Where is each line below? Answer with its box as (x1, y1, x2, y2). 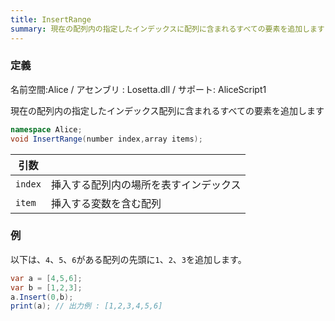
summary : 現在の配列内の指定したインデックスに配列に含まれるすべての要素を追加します (10, 24, 325, 34)
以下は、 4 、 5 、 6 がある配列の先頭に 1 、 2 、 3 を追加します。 (10, 253, 247, 265)
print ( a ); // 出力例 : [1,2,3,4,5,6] (10, 301, 163, 311)
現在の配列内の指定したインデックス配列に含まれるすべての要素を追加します (10, 104, 325, 116)
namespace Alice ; (10, 124, 83, 135)
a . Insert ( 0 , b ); (10, 292, 74, 302)
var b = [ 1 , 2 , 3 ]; (10, 282, 83, 293)
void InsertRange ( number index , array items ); (10, 134, 203, 144)
